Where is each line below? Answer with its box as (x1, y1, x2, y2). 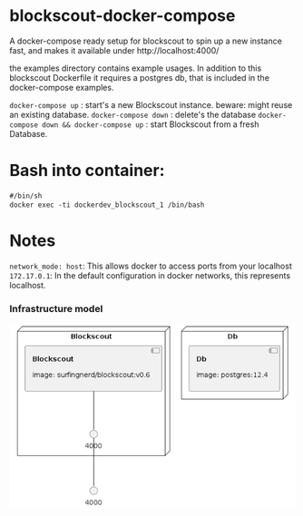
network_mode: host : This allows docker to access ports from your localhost (9, 260, 292, 271)
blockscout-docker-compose (9, 5, 236, 26)
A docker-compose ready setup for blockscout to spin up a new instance (9, 35, 283, 46)
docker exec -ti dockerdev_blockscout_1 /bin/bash (9, 200, 205, 209)
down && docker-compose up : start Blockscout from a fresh (42, 119, 259, 130)
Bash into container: (9, 161, 165, 181)
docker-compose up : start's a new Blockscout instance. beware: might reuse (9, 99, 293, 110)
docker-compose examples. (9, 82, 114, 92)
